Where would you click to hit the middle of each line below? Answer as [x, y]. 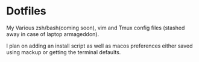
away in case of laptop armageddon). [53, 34]
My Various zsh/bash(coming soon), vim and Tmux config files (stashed [96, 28]
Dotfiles [26, 11]
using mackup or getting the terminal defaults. [64, 52]
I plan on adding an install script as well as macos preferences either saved [99, 46]
